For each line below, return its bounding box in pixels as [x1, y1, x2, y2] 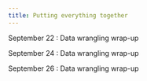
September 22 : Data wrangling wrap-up [8, 33, 139, 42]
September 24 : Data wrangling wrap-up [8, 48, 139, 57]
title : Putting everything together [8, 11, 128, 20]
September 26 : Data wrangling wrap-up [8, 64, 139, 73]
